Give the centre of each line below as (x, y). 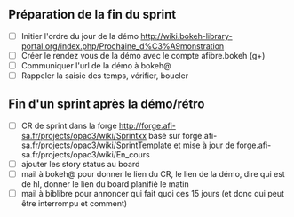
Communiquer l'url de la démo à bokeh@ (96, 65)
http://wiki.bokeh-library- (187, 36)
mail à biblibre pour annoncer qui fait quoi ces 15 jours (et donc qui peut (153, 194)
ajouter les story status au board (80, 164)
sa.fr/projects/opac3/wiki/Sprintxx (84, 135)
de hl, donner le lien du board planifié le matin (105, 184)
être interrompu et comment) (74, 204)
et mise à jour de (204, 145)
